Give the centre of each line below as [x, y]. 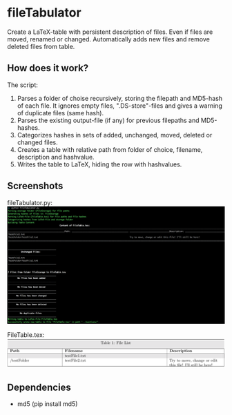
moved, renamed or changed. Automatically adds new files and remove [109, 39]
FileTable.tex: [26, 335]
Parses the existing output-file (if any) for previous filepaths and [108, 120]
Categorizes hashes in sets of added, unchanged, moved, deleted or [115, 135]
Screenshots [35, 186]
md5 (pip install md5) [47, 404]
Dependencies [39, 387]
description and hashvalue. [56, 157]
